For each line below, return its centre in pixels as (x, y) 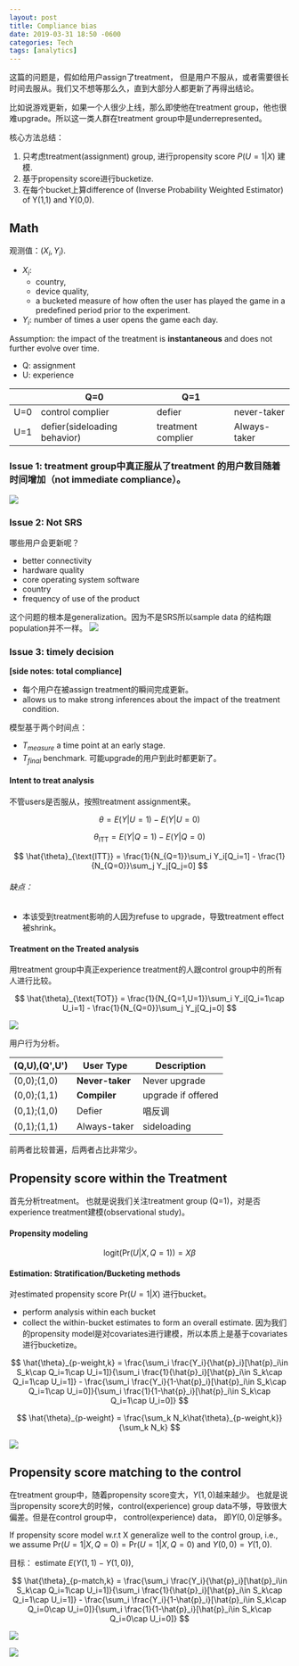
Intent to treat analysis (52, 781)
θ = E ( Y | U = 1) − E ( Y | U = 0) (149, 820)
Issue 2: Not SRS (46, 522)
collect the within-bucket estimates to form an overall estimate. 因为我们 (154, 1322)
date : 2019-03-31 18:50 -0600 (65, 34)
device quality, (62, 291)
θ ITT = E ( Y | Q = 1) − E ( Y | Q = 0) (149, 838)
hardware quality (53, 570)
